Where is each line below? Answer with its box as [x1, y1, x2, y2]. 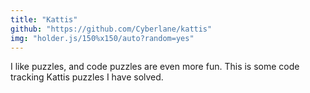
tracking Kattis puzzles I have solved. [10, 71, 164, 83]
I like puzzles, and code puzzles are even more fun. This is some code [10, 61, 300, 73]
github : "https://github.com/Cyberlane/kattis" [10, 24, 213, 34]
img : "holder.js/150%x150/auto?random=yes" [10, 33, 195, 43]
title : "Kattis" [10, 14, 78, 25]
